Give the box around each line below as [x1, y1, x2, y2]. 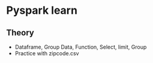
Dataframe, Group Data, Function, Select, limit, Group [14, 43, 147, 50]
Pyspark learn [6, 4, 78, 17]
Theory [6, 28, 35, 38]
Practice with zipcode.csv [14, 50, 79, 57]
